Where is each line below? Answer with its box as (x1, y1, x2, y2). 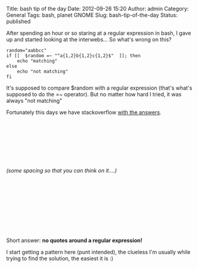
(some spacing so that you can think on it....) (6, 167, 117, 174)
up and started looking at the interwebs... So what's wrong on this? (6, 36, 172, 43)
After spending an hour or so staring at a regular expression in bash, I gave (6, 29, 191, 37)
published (6, 18, 31, 25)
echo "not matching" (17, 69, 68, 75)
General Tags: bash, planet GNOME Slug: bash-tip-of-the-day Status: (6, 11, 178, 19)
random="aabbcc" (6, 47, 47, 53)
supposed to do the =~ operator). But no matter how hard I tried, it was (6, 91, 182, 98)
